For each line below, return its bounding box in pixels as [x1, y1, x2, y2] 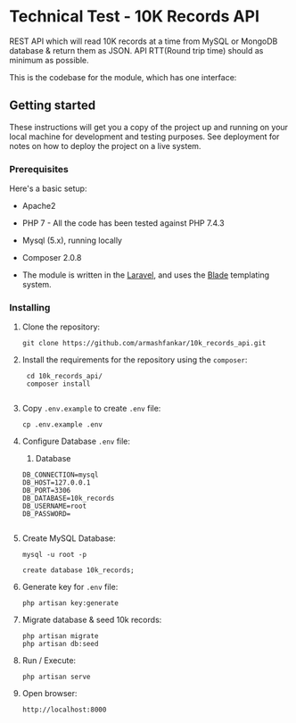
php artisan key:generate [21, 599, 119, 608]
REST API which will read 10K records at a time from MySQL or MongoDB [9, 36, 278, 46]
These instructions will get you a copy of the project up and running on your [9, 121, 288, 132]
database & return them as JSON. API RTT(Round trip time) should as [9, 45, 264, 55]
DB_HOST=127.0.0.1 [21, 478, 91, 487]
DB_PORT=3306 [21, 486, 71, 495]
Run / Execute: [21, 655, 77, 666]
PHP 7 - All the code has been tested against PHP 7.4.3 [21, 218, 225, 229]
